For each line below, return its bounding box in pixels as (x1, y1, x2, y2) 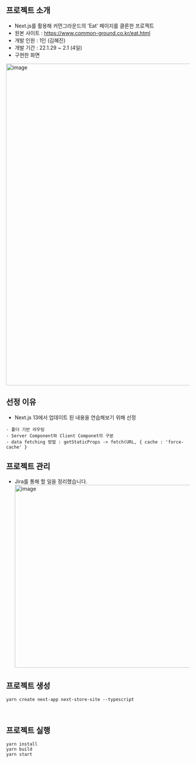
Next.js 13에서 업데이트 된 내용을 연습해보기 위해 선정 (14, 414, 136, 421)
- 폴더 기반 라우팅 (6, 427, 45, 432)
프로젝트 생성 (6, 680, 51, 690)
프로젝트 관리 (6, 462, 51, 472)
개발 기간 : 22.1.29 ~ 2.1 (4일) (14, 44, 83, 51)
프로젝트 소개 (6, 5, 51, 16)
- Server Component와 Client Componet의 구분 (6, 432, 114, 439)
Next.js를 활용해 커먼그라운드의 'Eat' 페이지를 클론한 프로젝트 (14, 22, 155, 29)
